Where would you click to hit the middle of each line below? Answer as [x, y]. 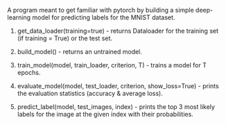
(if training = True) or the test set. [65, 38]
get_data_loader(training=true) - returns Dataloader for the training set [118, 31]
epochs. [29, 73]
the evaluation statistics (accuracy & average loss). [90, 93]
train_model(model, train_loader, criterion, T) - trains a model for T [112, 65]
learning [19, 17]
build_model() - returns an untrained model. [79, 52]
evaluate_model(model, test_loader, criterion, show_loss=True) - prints [118, 86]
